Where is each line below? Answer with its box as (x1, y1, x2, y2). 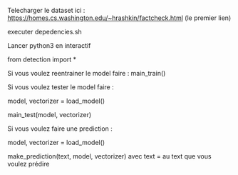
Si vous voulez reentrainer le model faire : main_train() (7, 69, 166, 77)
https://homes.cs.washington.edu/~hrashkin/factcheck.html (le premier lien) (7, 14, 232, 22)
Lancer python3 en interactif (7, 41, 91, 49)
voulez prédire (7, 160, 50, 168)
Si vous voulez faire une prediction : (7, 124, 113, 133)
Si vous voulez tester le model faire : (7, 83, 114, 91)
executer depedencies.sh (7, 28, 82, 36)
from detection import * (7, 55, 77, 64)
